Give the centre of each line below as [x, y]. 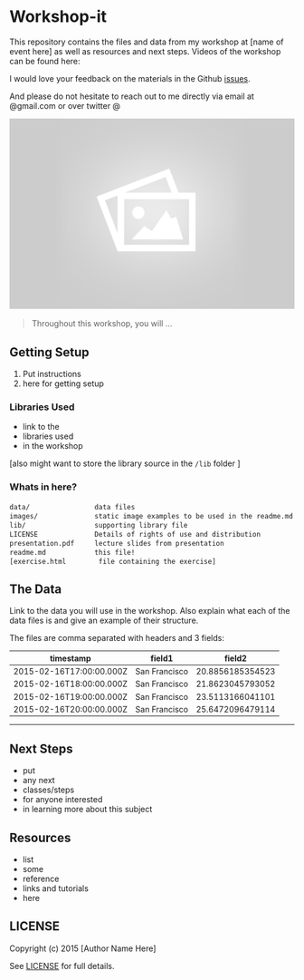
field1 [162, 658]
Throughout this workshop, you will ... [102, 324]
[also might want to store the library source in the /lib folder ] [125, 463]
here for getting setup [63, 383]
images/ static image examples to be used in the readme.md [152, 516]
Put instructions [52, 374]
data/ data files [72, 507]
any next [39, 781]
